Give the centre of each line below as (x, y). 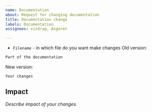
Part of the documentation (34, 57)
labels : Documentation (29, 24)
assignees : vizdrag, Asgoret (36, 29)
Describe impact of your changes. (41, 104)
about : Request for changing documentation (52, 15)
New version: (19, 67)
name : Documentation (27, 10)
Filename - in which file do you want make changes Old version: (80, 48)
